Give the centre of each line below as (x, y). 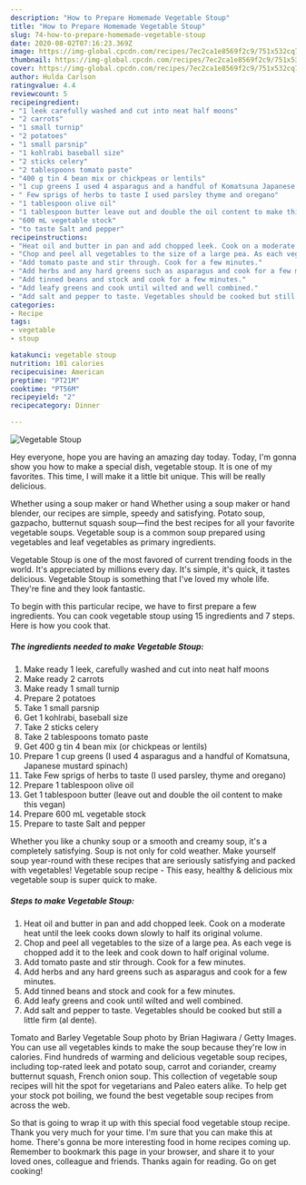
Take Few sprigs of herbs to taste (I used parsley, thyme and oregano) (155, 775)
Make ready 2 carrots (64, 678)
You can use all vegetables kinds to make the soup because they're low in (148, 1047)
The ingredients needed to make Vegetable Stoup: (107, 647)
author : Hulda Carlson (53, 77)
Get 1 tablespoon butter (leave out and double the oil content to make (153, 795)
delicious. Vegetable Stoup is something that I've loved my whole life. (140, 579)
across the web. (40, 1105)
